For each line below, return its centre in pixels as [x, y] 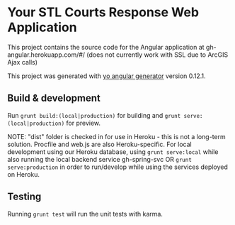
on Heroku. [24, 174]
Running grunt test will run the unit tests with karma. [85, 214]
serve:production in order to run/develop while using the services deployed [117, 167]
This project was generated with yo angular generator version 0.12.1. [107, 76]
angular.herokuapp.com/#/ [46, 55]
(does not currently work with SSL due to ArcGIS [157, 55]
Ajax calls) [22, 62]
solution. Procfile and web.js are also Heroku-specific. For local [100, 144]
